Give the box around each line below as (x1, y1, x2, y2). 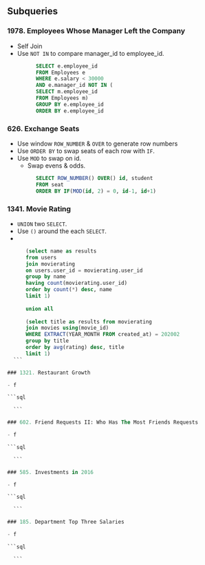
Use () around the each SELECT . (17, 227, 107, 235)
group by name (25, 273, 67, 280)
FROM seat (35, 181, 64, 188)
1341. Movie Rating (7, 204, 71, 213)
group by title (25, 337, 69, 344)
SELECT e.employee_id (35, 62, 98, 70)
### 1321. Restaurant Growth (7, 369, 91, 376)
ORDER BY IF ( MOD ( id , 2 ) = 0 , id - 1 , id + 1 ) (35, 188, 157, 195)
